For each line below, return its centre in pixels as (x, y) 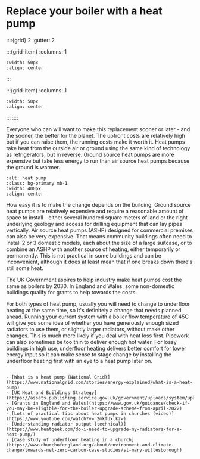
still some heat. (25, 268)
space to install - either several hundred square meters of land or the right (97, 217)
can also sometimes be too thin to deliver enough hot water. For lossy (91, 342)
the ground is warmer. (33, 167)
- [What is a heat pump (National (49, 377)
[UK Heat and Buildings (41, 393)
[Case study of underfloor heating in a (62, 439)
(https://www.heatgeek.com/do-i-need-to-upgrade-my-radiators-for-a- (94, 429)
